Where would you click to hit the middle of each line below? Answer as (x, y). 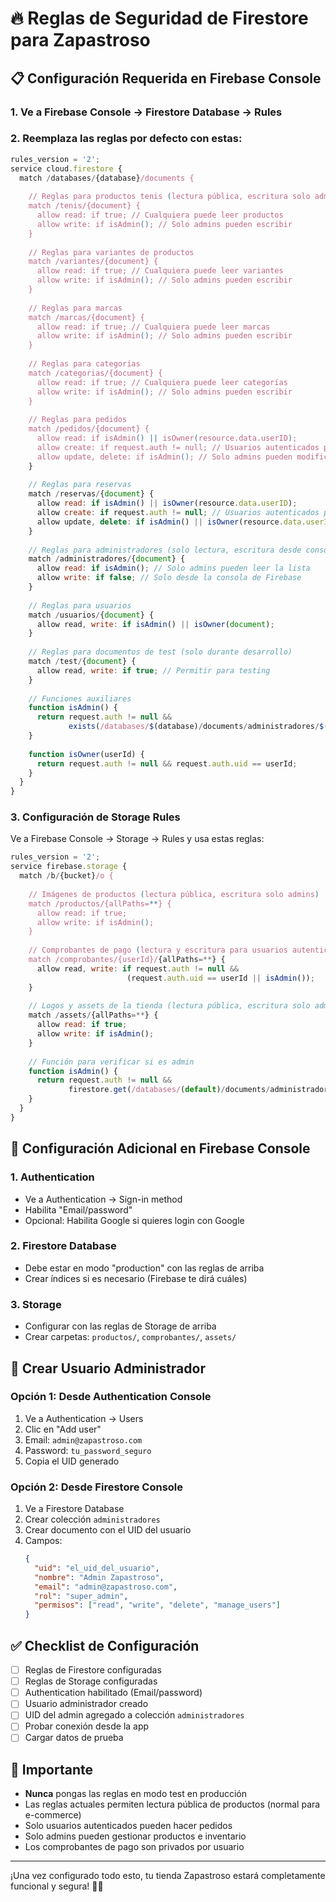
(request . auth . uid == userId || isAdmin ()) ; (220, 978)
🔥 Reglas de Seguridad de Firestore (159, 18)
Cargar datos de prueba (74, 1738)
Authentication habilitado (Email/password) (113, 1693)
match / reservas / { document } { (91, 494)
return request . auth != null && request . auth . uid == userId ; (167, 763)
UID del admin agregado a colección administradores (134, 1715)
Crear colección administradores (92, 1519)
